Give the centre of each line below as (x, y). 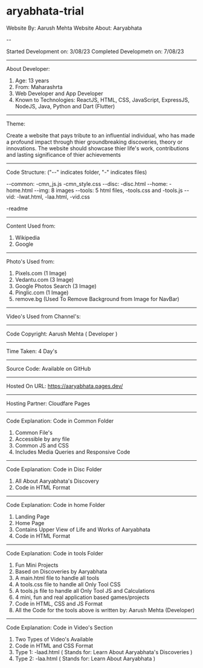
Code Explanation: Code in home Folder (56, 504)
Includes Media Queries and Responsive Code (72, 452)
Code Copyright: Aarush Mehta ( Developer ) (62, 334)
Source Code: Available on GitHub (49, 368)
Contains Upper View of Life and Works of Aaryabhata (83, 529)
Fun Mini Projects (37, 565)
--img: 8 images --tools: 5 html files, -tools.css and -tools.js (108, 190)
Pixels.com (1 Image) (41, 273)
